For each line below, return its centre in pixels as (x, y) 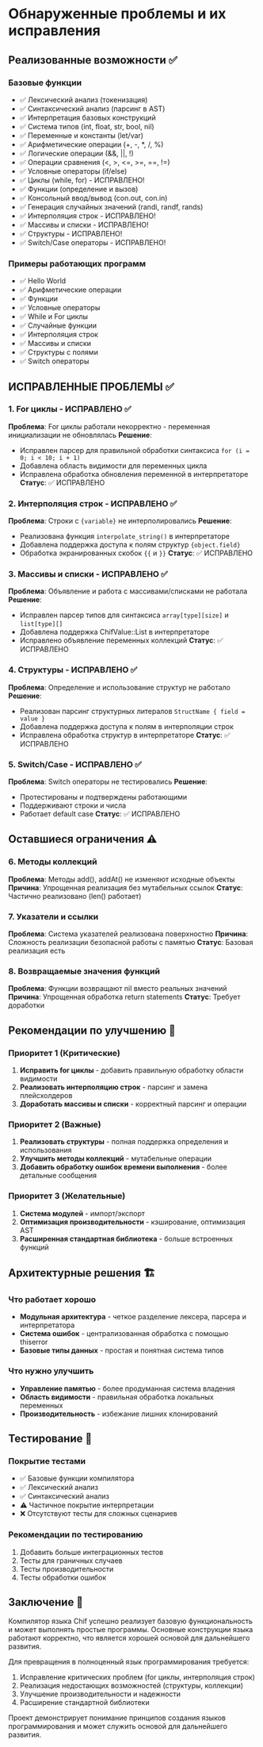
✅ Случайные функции (58, 325)
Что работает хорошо (52, 1300)
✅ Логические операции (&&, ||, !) (76, 153)
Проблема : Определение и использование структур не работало (120, 687)
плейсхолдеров (46, 1096)
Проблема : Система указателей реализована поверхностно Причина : (128, 934)
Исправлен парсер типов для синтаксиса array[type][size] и (124, 615)
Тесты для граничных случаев (71, 1561)
